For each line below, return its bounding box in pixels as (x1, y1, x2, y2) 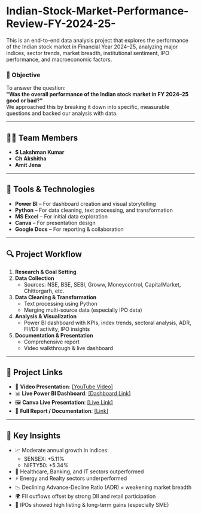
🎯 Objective (6, 71, 41, 79)
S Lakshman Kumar (14, 148, 65, 156)
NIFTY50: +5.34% (23, 462, 69, 469)
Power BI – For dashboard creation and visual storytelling (14, 200, 157, 207)
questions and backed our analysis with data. (6, 110, 118, 117)
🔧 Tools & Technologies (6, 184, 95, 194)
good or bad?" (6, 97, 43, 104)
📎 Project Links (6, 367, 63, 378)
